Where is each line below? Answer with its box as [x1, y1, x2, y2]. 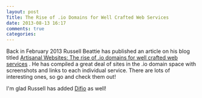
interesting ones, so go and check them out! [6, 73, 116, 81]
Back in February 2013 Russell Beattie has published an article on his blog [6, 47, 191, 55]
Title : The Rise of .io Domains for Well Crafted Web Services [6, 14, 169, 20]
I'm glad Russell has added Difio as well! [6, 85, 107, 92]
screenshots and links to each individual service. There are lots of [6, 67, 171, 74]
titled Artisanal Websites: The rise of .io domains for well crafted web [6, 54, 178, 61]
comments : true [6, 25, 45, 32]
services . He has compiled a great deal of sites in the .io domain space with [6, 61, 197, 68]
